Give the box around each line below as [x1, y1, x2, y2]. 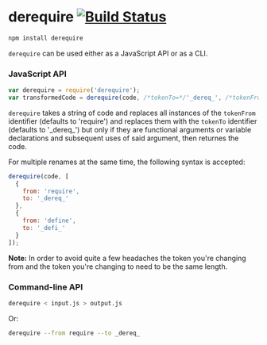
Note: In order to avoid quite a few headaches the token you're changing [8, 253, 246, 263]
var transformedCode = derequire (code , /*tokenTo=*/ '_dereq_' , [8, 94, 222, 102]
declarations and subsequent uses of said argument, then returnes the [8, 133, 239, 143]
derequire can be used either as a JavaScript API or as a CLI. [8, 48, 208, 58]
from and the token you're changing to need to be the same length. [8, 262, 228, 271]
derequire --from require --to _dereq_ [8, 329, 141, 337]
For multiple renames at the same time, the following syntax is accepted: [8, 157, 246, 167]
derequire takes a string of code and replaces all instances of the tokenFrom [8, 108, 256, 117]
